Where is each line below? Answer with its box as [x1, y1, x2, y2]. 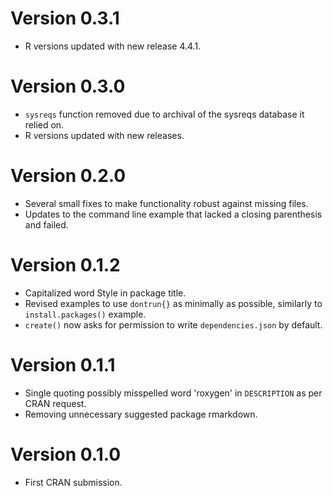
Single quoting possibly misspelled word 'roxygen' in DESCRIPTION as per [24, 387, 323, 399]
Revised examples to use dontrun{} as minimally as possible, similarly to [24, 297, 323, 309]
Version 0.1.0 [10, 443, 122, 466]
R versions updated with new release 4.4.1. [24, 40, 202, 52]
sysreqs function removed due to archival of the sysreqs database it [24, 108, 305, 120]
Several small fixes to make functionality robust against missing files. [24, 197, 309, 209]
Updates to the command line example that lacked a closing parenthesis [24, 208, 323, 220]
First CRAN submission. [24, 476, 123, 488]
